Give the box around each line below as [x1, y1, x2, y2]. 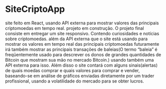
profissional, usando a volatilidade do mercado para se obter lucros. [5, 78, 144, 84]
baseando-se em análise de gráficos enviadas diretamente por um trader [5, 73, 155, 79]
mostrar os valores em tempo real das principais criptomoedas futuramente [5, 41, 160, 47]
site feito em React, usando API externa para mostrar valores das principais [5, 20, 159, 26]
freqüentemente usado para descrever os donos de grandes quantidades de [5, 51, 162, 58]
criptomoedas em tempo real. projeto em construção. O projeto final [5, 25, 144, 31]
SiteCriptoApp [5, 3, 65, 15]
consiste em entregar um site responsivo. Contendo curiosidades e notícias [5, 30, 160, 36]
